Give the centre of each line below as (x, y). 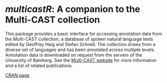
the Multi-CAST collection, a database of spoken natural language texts (79, 39)
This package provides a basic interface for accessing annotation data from (84, 33)
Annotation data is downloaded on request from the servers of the (74, 55)
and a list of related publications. (39, 65)
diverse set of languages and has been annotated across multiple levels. (80, 49)
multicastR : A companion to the (73, 9)
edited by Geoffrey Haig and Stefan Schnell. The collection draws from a (80, 44)
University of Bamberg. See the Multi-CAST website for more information (81, 60)
